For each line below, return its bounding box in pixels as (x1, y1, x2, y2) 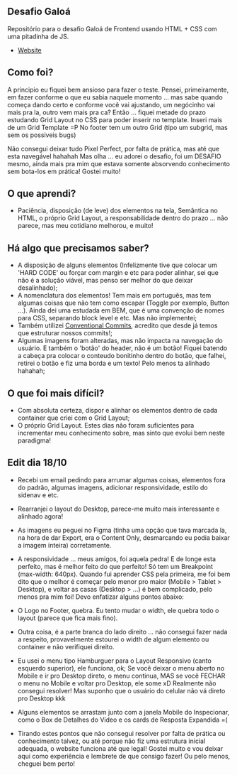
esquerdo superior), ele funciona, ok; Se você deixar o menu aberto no (17, 663, 225, 672)
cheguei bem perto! (17, 759, 76, 768)
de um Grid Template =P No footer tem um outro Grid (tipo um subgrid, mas (7, 123, 228, 131)
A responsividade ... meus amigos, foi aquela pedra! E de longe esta (17, 554, 216, 563)
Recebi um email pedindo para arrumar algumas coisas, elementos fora (17, 475, 226, 484)
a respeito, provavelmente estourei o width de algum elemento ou (17, 635, 209, 644)
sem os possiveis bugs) (7, 131, 76, 139)
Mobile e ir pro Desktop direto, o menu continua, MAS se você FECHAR (17, 671, 226, 680)
